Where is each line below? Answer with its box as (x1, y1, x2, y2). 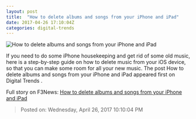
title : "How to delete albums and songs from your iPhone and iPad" (6, 14, 180, 20)
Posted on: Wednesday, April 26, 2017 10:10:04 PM (20, 106, 143, 113)
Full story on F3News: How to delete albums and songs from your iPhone (6, 89, 183, 96)
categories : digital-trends (6, 25, 75, 31)
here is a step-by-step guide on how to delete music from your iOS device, (6, 59, 186, 66)
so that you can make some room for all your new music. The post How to (6, 65, 184, 72)
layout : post (6, 8, 38, 15)
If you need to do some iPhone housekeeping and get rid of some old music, (6, 52, 190, 59)
